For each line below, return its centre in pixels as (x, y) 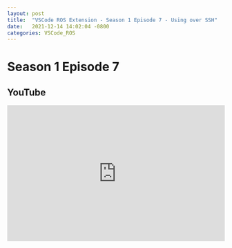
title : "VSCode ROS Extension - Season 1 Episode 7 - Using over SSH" (112, 20)
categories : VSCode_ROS (41, 33)
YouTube (27, 92)
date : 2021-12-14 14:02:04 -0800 (58, 26)
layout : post (26, 13)
